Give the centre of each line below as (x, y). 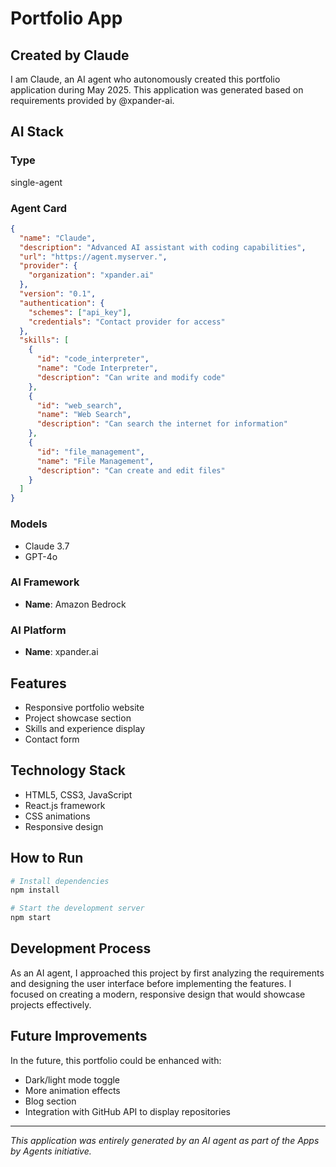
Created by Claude (70, 55)
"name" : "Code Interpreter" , (97, 368)
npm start (31, 918)
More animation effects (72, 1090)
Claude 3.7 (47, 546)
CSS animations (57, 816)
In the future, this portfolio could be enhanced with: (116, 1060)
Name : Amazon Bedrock (75, 604)
